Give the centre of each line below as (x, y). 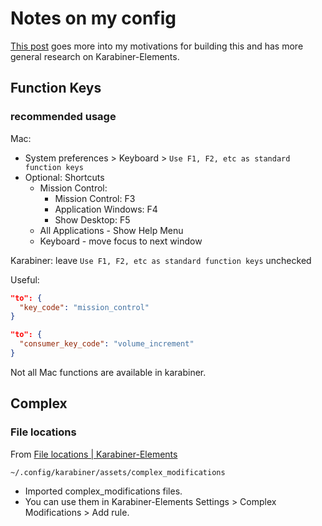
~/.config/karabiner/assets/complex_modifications (118, 472)
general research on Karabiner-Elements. (95, 56)
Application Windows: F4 (106, 209)
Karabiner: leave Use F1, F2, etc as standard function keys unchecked (161, 260)
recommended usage (63, 117)
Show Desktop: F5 (92, 219)
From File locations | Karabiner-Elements (94, 454)
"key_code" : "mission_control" (84, 307)
